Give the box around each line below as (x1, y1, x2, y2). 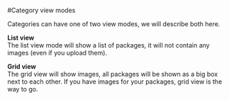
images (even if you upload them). (7, 49, 108, 57)
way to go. (7, 85, 38, 93)
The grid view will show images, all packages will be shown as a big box (7, 70, 218, 78)
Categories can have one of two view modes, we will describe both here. (7, 20, 220, 28)
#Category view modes (7, 6, 76, 14)
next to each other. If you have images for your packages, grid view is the (7, 77, 223, 86)
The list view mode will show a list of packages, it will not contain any (7, 41, 211, 49)
